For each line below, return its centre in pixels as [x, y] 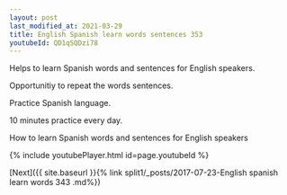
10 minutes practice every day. [66, 120]
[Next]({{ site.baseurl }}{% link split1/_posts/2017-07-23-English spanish [144, 173]
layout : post [34, 18]
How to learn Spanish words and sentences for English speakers [129, 138]
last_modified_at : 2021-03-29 [66, 26]
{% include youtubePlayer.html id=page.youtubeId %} [109, 155]
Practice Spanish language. [60, 103]
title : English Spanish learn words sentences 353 [106, 34]
